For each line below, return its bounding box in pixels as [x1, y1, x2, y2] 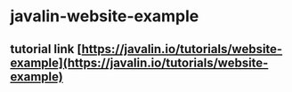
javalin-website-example [10, 6, 199, 27]
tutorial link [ [10, 42, 83, 57]
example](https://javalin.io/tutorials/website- [10, 55, 269, 70]
